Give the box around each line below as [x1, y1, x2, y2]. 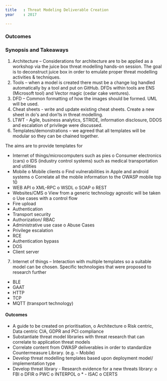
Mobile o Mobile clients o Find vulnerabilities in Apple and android [12, 168, 149, 174]
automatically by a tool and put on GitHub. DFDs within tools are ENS [12, 85, 155, 91]
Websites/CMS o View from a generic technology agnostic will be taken [12, 190, 161, 196]
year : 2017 [5, 12, 37, 17]
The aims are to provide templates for [5, 142, 83, 148]
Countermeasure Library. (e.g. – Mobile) [12, 349, 95, 355]
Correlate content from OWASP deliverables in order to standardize [12, 344, 151, 350]
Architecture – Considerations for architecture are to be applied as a [12, 58, 153, 64]
